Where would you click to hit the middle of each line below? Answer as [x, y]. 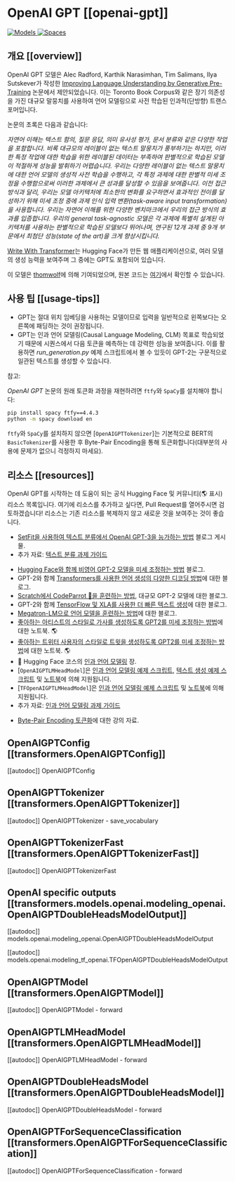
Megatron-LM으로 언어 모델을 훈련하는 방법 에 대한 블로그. [97, 613]
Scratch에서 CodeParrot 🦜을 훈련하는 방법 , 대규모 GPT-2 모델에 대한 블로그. [122, 596]
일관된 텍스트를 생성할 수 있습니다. [64, 361]
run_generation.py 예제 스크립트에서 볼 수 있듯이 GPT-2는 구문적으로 [132, 352]
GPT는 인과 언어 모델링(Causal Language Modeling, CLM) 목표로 [108, 334]
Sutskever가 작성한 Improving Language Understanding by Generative [108, 83]
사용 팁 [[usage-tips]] [54, 299]
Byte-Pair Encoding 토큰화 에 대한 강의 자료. [78, 720]
